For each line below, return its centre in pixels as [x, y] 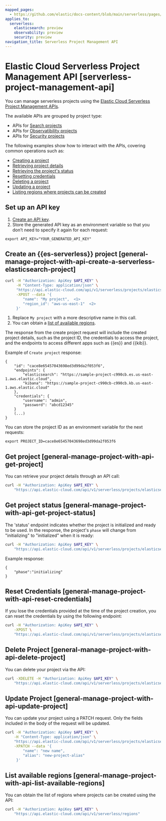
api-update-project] [37, 706]
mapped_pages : [20, 10]
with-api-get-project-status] [50, 513]
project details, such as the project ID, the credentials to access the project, [82, 338]
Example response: [25, 559]
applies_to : [17, 19]
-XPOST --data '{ [34, 295]
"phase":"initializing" [39, 572]
